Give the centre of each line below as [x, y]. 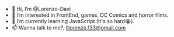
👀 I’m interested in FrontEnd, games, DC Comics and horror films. [90, 15]
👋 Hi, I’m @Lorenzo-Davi [41, 9]
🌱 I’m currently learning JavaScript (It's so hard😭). [73, 21]
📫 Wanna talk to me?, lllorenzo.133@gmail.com [69, 28]
